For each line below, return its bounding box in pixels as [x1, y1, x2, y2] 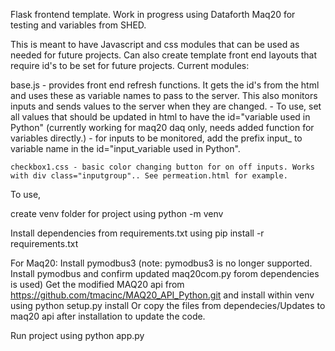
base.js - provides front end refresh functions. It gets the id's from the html [10, 79, 320, 91]
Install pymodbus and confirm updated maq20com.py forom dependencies [10, 268, 320, 279]
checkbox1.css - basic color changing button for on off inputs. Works [10, 162, 315, 172]
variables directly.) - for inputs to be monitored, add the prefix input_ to [10, 132, 303, 144]
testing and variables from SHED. [10, 19, 147, 31]
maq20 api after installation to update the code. [10, 310, 206, 322]
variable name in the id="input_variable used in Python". [10, 143, 241, 154]
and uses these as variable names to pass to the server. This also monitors [10, 90, 318, 101]
